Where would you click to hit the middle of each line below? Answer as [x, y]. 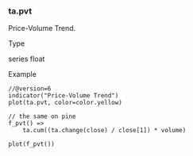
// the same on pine [42, 116]
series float [27, 59]
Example [23, 74]
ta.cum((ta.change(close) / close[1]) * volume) [104, 131]
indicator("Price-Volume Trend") [64, 96]
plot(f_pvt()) [32, 144]
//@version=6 [30, 89]
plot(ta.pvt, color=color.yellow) [66, 103]
